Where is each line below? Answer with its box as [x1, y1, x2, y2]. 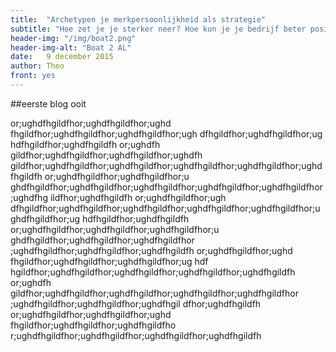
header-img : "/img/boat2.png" [10, 33, 137, 43]
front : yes [10, 71, 56, 81]
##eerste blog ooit [10, 97, 87, 110]
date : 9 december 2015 [10, 52, 114, 62]
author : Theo [10, 61, 65, 71]
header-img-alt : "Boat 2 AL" [10, 42, 132, 53]
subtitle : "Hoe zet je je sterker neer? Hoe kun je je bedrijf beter [10, 24, 307, 34]
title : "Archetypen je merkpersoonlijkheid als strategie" [10, 14, 267, 25]
